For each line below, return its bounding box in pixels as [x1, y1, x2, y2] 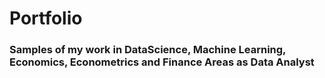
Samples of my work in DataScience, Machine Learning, [9, 43, 287, 57]
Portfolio [9, 7, 83, 30]
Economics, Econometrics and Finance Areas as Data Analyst [9, 55, 315, 69]
